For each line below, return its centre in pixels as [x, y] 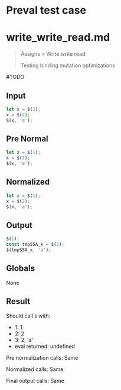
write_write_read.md [58, 38]
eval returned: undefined [45, 346]
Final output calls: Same [35, 381]
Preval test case [46, 10]
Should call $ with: [28, 316]
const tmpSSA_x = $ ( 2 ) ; [35, 245]
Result [18, 301]
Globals [21, 269]
